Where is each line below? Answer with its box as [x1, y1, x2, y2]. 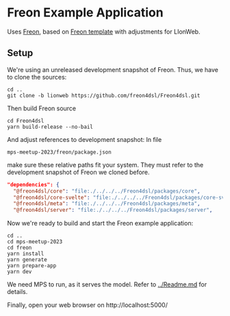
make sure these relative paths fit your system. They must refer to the [7, 160, 204, 169]
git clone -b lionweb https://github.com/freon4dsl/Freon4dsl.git [7, 92, 201, 99]
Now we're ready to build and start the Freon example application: [7, 219, 194, 228]
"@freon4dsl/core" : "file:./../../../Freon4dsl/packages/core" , [13, 187, 201, 195]
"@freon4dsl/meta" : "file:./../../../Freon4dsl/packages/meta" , [13, 200, 201, 207]
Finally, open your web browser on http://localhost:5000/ [7, 301, 168, 309]
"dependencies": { [7, 181, 60, 188]
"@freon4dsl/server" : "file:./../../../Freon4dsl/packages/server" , [13, 207, 213, 214]
